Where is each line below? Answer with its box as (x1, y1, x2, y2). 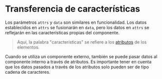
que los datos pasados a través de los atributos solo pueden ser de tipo (5, 64, 149, 70)
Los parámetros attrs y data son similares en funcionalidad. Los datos (5, 19, 147, 25)
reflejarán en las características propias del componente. (5, 30, 120, 35)
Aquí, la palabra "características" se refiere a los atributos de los (17, 39, 147, 45)
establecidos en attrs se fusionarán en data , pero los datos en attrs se (5, 24, 150, 30)
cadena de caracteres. (5, 69, 50, 75)
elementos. (17, 44, 40, 50)
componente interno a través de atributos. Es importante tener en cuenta (5, 59, 152, 64)
